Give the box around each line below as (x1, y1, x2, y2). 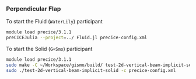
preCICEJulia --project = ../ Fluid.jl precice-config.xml (6, 35, 148, 41)
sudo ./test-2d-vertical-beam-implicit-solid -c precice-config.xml (6, 67, 176, 73)
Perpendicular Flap (6, 5, 61, 13)
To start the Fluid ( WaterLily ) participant (6, 18, 103, 25)
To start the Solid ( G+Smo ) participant (6, 46, 93, 53)
